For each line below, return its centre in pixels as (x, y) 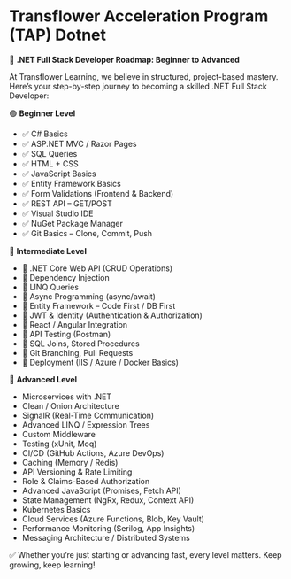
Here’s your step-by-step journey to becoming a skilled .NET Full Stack (138, 86)
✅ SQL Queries (50, 153)
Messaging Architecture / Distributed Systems (106, 537)
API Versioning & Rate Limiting (77, 472)
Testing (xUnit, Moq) (59, 444)
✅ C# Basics (45, 134)
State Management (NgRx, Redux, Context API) (108, 500)
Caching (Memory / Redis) (70, 462)
